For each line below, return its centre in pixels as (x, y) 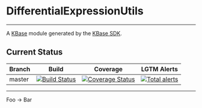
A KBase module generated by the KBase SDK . (64, 33)
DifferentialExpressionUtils (75, 11)
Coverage (109, 69)
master (19, 79)
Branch (20, 69)
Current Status (35, 52)
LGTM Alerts (160, 69)
